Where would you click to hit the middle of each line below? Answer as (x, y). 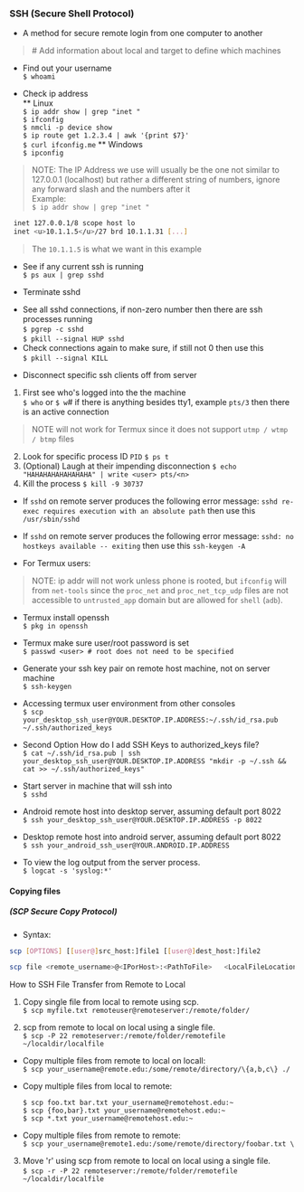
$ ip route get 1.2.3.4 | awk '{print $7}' (106, 136)
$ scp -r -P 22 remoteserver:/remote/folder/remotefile (130, 1171)
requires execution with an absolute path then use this (149, 511)
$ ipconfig (43, 153)
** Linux (38, 103)
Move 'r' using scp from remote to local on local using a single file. (147, 1161)
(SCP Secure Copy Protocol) (63, 912)
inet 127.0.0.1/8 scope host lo (74, 223)
